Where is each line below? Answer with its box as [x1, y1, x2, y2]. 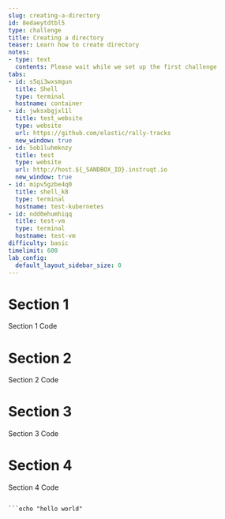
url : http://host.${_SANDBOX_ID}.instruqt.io [15, 166, 168, 174]
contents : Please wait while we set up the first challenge [15, 63, 217, 71]
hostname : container [15, 100, 83, 107]
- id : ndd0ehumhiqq [8, 210, 73, 218]
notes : [8, 48, 30, 56]
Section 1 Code [8, 322, 58, 331]
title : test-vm [15, 217, 66, 225]
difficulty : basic [8, 239, 69, 247]
